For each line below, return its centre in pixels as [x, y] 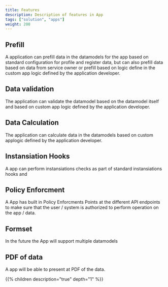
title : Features [22, 10]
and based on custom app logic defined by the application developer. [78, 107]
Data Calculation [32, 123]
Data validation [30, 89]
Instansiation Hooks [38, 156]
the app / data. [21, 213]
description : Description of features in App [54, 15]
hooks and [16, 174]
